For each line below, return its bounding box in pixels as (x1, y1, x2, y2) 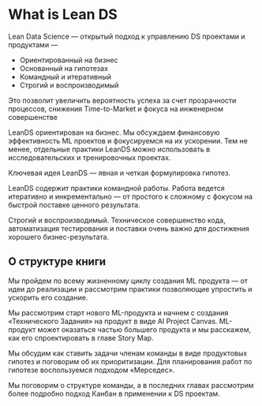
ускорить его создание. (8, 292, 88, 302)
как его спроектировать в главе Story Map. (8, 333, 154, 342)
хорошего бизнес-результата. (8, 232, 109, 241)
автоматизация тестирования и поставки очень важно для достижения (8, 223, 250, 233)
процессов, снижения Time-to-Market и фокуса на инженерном (8, 104, 223, 114)
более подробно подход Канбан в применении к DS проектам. (8, 389, 221, 398)
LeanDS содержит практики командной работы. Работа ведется (8, 183, 225, 192)
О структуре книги (8, 255, 107, 269)
